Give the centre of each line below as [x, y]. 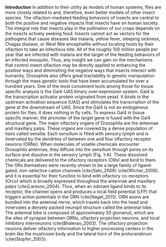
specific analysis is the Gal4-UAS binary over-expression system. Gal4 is [80, 92]
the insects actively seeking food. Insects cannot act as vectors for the [77, 33]
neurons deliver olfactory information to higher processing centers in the [79, 228]
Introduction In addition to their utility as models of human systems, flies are [83, 7]
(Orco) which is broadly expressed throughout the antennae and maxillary [81, 181]
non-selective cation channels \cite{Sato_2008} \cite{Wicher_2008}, [89, 170]
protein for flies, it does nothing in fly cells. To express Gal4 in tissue [75, 113]
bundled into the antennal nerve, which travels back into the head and [76, 202]
